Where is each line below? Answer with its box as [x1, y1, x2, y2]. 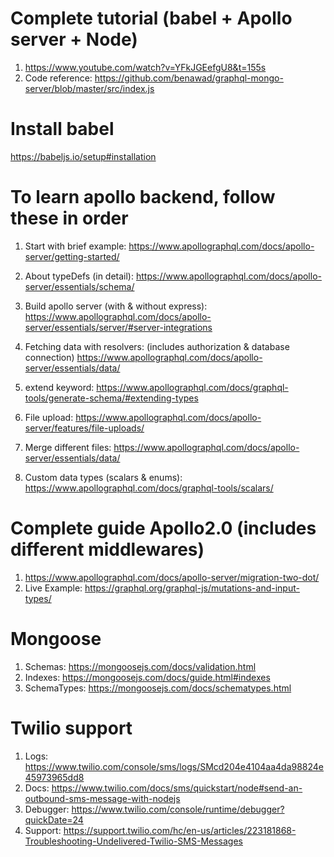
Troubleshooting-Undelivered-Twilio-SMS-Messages [24, 835, 244, 847]
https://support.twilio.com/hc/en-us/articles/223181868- [63, 824, 297, 836]
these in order [10, 207, 129, 230]
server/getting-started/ [24, 250, 120, 262]
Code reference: [24, 72, 93, 84]
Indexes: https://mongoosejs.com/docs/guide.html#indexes [24, 671, 271, 683]
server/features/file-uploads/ [24, 422, 145, 434]
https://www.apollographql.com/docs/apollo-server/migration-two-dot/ [24, 571, 320, 583]
